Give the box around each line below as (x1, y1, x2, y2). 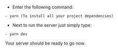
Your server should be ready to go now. (5, 40, 85, 46)
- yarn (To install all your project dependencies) (5, 14, 114, 19)
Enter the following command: (12, 4, 74, 10)
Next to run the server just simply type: (12, 22, 92, 28)
